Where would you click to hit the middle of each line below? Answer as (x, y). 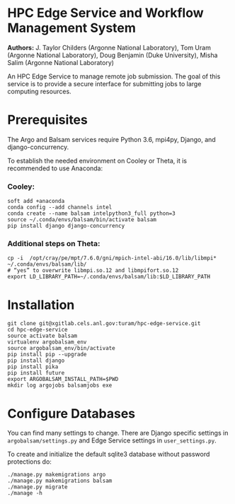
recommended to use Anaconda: (55, 168)
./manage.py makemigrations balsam (60, 481)
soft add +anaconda (36, 201)
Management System (72, 28)
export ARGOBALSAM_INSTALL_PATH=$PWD (63, 380)
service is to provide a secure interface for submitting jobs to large (104, 83)
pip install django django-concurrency (66, 226)
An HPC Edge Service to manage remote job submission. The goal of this (114, 76)
